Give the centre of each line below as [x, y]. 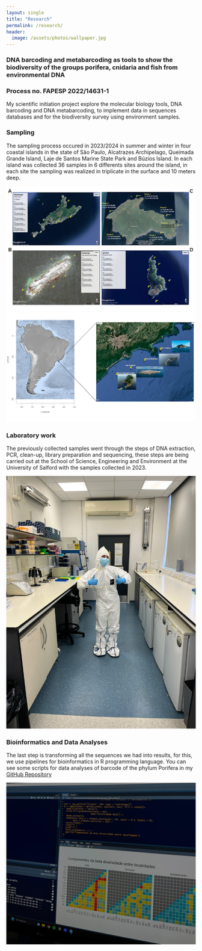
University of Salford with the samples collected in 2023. [76, 468]
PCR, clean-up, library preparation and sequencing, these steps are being [98, 455]
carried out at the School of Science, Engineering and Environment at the [97, 461]
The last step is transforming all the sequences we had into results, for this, [99, 756]
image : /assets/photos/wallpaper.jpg [59, 38]
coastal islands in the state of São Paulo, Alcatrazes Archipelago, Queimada [100, 152]
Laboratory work [31, 435]
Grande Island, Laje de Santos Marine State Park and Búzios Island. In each [99, 158]
